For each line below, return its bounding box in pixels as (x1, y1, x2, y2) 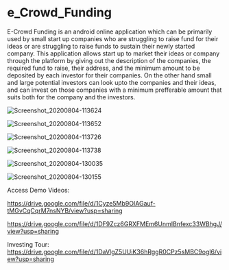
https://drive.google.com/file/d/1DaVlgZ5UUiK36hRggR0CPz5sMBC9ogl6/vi (7, 247, 222, 256)
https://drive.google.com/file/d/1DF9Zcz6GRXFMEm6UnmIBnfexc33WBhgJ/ (7, 219, 223, 228)
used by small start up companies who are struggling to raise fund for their (7, 34, 219, 42)
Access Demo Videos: (7, 186, 70, 194)
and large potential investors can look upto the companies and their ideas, (7, 78, 217, 86)
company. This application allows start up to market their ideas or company (7, 49, 220, 58)
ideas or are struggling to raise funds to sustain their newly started (7, 42, 195, 50)
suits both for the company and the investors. (7, 93, 136, 101)
